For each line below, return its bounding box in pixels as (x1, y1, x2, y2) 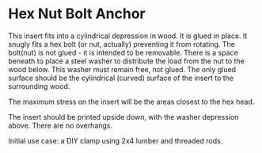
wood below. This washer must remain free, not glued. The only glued (8, 64, 236, 74)
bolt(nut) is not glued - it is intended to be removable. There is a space (8, 48, 239, 57)
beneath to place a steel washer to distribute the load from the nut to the (8, 56, 245, 66)
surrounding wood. (8, 81, 70, 91)
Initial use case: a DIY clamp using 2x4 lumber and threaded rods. (8, 136, 223, 145)
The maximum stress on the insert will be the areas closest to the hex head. (8, 97, 255, 106)
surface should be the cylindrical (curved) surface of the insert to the (8, 73, 234, 82)
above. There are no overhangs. (8, 120, 113, 130)
